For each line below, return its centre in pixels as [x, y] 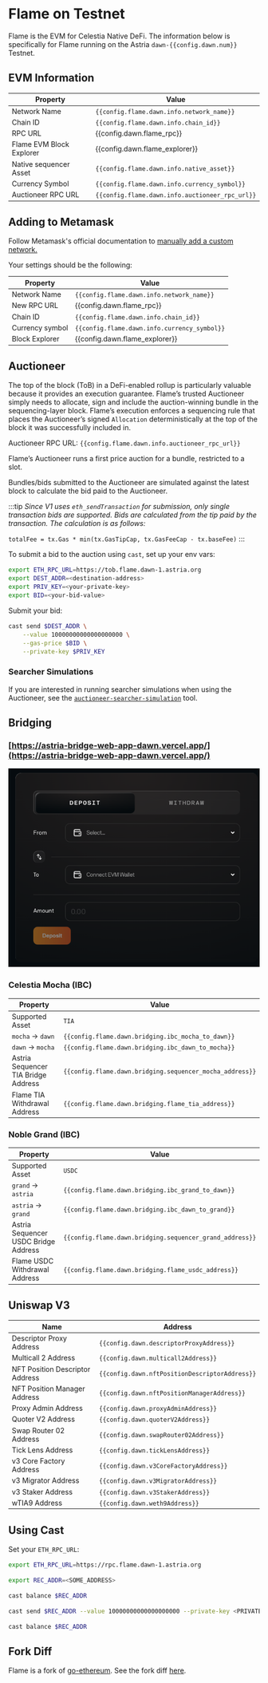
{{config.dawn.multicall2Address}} [158, 1359]
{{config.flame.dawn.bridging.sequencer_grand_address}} [160, 1238]
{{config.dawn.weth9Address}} [149, 1503]
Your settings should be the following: [71, 265]
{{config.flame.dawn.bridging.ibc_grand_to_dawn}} [149, 1190]
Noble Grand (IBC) [44, 1134]
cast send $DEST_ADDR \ [48, 626]
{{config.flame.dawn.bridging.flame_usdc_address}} [151, 1270]
